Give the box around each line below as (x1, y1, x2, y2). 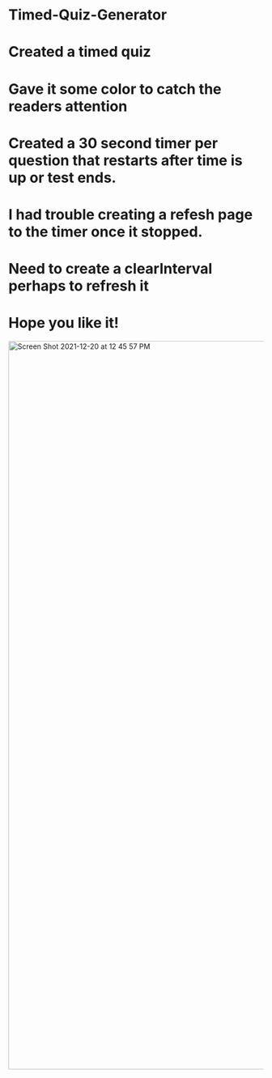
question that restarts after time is (8, 151, 243, 169)
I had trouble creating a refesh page (8, 205, 253, 223)
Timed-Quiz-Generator (8, 6, 168, 24)
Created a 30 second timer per (8, 134, 219, 152)
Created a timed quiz (8, 43, 151, 62)
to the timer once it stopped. (8, 223, 203, 240)
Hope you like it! (8, 314, 120, 333)
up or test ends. (8, 168, 117, 187)
